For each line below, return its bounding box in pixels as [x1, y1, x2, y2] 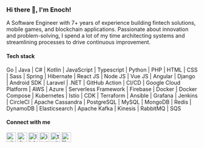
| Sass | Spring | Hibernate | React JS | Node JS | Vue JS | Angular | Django [6, 72, 195, 79]
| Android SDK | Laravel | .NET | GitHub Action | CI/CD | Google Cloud [6, 79, 181, 86]
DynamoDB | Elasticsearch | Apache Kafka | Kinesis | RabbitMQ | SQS [6, 104, 181, 112]
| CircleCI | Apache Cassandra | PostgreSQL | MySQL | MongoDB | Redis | [6, 98, 192, 106]
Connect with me [6, 118, 51, 126]
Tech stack [6, 52, 35, 59]
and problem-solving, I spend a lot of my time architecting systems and [6, 32, 185, 39]
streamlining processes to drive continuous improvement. [6, 39, 151, 46]
